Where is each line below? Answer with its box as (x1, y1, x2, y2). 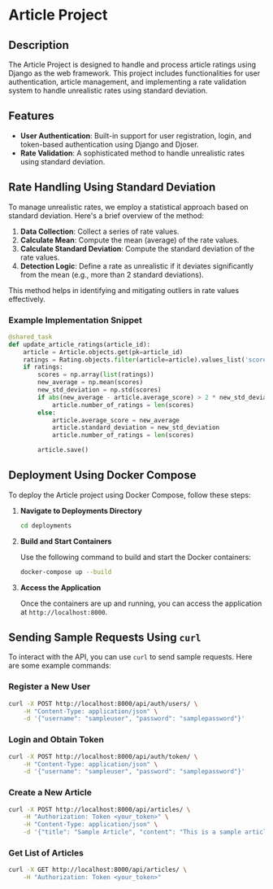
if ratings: (23, 363, 63, 371)
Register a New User (8, 681, 91, 693)
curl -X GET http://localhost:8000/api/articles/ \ (8, 865, 187, 874)
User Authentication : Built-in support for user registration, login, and (19, 130, 252, 140)
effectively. (8, 294, 46, 304)
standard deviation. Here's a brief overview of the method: (8, 210, 205, 221)
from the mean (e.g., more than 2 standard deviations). (19, 269, 205, 279)
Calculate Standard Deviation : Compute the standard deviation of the (19, 243, 255, 253)
